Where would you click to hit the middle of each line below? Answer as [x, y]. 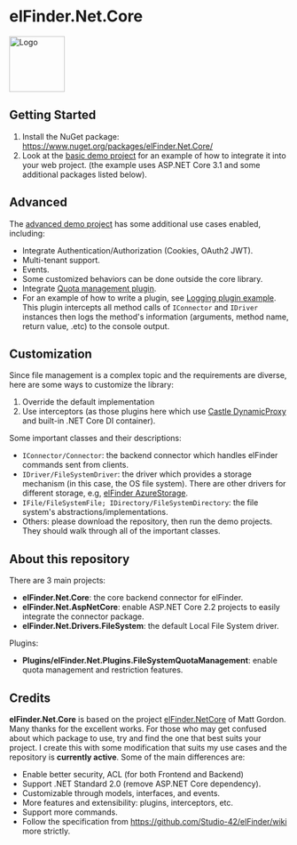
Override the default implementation [88, 402]
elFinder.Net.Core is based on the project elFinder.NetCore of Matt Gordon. [148, 719]
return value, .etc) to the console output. [96, 326]
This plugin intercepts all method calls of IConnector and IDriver [140, 307]
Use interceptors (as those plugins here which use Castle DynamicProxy [154, 412]
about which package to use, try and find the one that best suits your [135, 738]
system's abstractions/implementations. [95, 512]
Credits [30, 698]
